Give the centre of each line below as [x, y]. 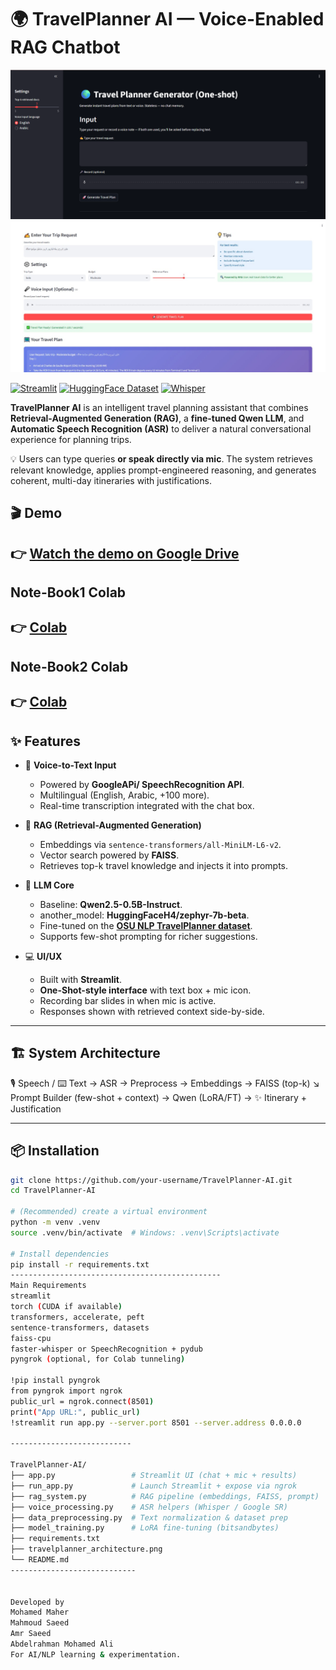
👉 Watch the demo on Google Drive [125, 553]
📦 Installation [55, 1151]
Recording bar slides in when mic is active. [128, 1000]
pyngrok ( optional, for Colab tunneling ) [98, 1359]
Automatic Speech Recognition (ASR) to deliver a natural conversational [161, 428]
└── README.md [40, 1560]
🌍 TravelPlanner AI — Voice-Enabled [167, 19]
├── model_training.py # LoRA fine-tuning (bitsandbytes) [145, 1528]
